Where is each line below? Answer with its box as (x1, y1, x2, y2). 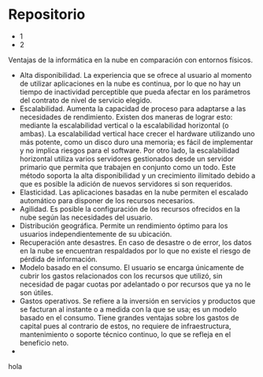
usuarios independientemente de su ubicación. (19, 229, 172, 238)
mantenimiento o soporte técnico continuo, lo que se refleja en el (19, 329, 231, 339)
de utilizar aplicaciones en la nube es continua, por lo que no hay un (19, 79, 242, 88)
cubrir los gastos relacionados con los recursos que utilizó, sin (19, 271, 223, 280)
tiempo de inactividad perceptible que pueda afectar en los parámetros (19, 87, 250, 96)
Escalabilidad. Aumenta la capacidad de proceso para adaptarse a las (19, 104, 246, 113)
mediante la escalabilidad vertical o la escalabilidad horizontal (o (19, 120, 229, 130)
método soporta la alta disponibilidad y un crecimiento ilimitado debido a (19, 171, 256, 180)
